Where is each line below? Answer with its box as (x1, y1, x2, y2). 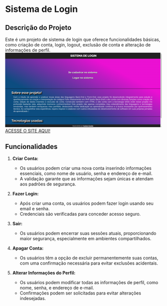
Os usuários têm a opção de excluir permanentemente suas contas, (19, 255, 159, 261)
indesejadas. (19, 296, 46, 302)
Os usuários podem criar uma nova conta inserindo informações (19, 165, 152, 171)
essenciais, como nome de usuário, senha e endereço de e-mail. (19, 170, 153, 176)
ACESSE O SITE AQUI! (5, 128, 51, 134)
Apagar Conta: (12, 245, 44, 251)
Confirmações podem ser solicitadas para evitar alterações (19, 290, 142, 296)
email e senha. (19, 206, 50, 212)
